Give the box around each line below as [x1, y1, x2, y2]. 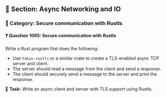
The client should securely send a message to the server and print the [12, 71, 157, 77]
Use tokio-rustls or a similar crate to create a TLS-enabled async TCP [12, 55, 159, 61]
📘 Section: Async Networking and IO [5, 5, 121, 13]
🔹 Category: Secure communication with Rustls [5, 20, 122, 27]
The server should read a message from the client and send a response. [12, 66, 161, 72]
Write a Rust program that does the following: [5, 45, 99, 51]
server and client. [12, 60, 49, 66]
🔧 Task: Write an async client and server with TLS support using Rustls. [5, 86, 153, 92]
